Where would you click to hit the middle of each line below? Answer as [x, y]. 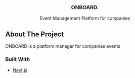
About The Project [35, 34]
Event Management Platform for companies [85, 18]
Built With [18, 59]
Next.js [20, 70]
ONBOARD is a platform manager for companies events [63, 46]
